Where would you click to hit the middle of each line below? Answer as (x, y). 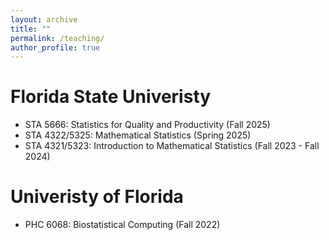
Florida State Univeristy (111, 97)
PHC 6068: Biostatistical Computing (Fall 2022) (122, 225)
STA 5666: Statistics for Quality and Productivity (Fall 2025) (147, 125)
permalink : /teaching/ (57, 38)
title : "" (31, 29)
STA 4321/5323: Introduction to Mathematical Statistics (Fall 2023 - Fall (172, 146)
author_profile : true (55, 47)
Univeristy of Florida (97, 197)
